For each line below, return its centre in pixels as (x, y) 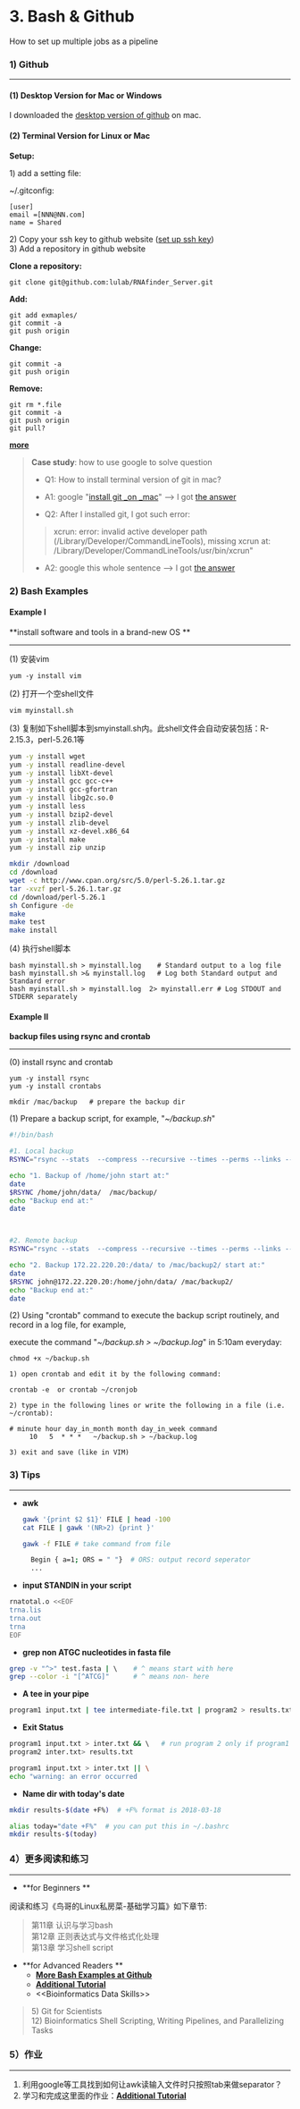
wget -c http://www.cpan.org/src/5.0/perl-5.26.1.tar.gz (117, 881)
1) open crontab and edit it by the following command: (115, 1375)
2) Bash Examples (49, 590)
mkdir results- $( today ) (54, 1834)
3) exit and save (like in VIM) (69, 1453)
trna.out (25, 1618)
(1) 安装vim (29, 658)
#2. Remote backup (43, 1241)
